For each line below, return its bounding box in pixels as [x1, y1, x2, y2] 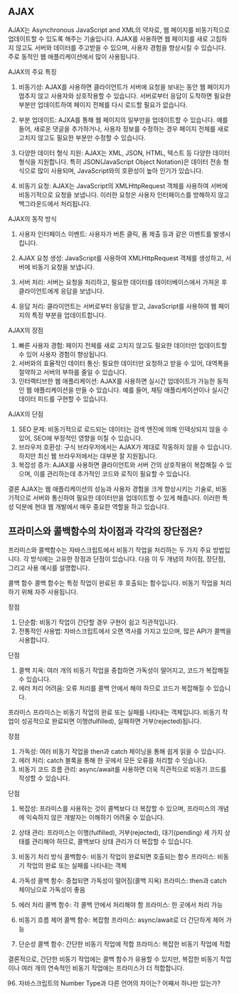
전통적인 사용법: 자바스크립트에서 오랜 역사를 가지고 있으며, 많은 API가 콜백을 [18, 627, 232, 635]
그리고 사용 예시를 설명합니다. [8, 563, 90, 572]
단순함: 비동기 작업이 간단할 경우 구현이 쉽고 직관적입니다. [18, 618, 179, 626]
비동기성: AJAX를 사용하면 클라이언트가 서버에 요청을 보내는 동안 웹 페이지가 [18, 82, 230, 91]
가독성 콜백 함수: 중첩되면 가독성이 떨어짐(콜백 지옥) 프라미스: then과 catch [18, 876, 227, 885]
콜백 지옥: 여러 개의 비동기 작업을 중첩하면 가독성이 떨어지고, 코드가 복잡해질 [18, 666, 230, 675]
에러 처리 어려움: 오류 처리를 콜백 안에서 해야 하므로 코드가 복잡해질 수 [18, 684, 212, 692]
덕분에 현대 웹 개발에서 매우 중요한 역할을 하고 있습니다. [15, 502, 169, 511]
